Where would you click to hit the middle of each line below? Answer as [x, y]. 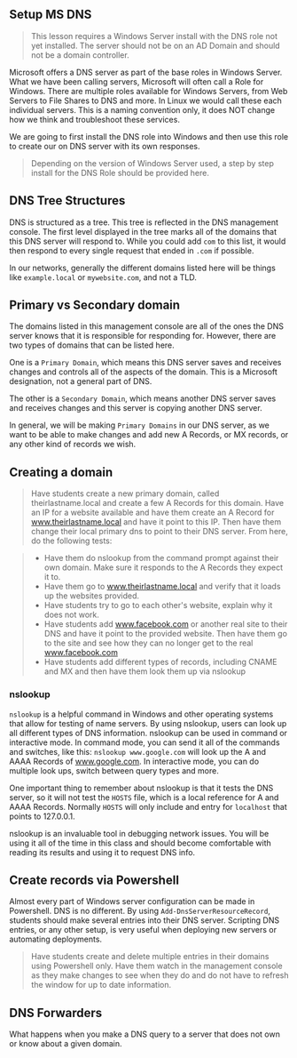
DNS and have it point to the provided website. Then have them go [166, 634]
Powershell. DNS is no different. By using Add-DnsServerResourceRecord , [140, 911]
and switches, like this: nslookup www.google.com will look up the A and [137, 751]
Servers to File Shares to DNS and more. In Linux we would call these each [145, 100]
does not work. [72, 615]
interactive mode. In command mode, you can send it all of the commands [145, 742]
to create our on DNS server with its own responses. [105, 146]
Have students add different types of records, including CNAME [160, 662]
